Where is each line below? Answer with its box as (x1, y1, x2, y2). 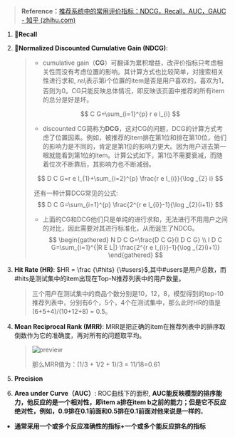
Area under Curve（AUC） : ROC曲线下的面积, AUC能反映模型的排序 (14, 389, 216, 397)
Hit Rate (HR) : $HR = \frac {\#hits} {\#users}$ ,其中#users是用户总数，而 (14, 265, 226, 273)
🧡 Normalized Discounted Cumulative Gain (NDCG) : (14, 44, 169, 52)
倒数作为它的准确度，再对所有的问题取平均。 (14, 331, 146, 339)
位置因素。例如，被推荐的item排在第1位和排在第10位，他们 (55, 133, 226, 142)
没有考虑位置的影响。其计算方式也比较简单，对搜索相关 (61, 68, 224, 75)
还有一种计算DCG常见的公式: (33, 189, 119, 197)
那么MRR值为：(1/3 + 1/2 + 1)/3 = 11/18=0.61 (31, 359, 160, 369)
